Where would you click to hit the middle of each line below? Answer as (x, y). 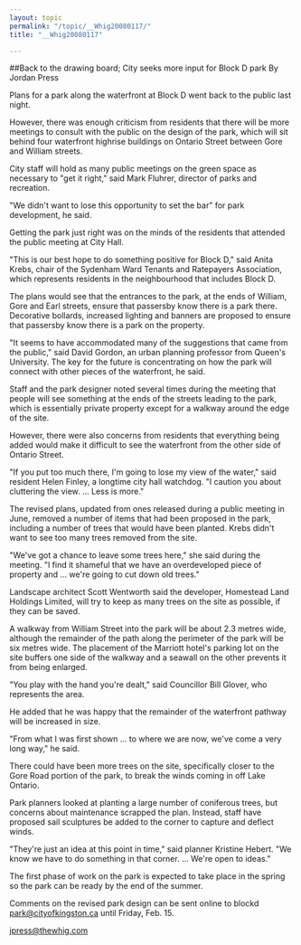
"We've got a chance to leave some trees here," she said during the (135, 555)
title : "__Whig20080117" (56, 34)
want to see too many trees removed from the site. (103, 538)
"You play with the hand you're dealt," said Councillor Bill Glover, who (138, 685)
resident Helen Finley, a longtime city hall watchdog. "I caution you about (146, 482)
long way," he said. (44, 749)
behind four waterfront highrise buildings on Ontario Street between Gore (146, 142)
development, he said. (51, 215)
